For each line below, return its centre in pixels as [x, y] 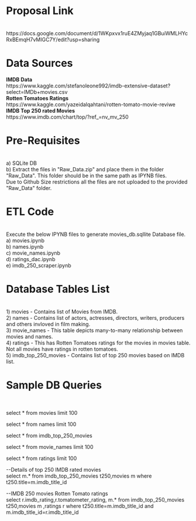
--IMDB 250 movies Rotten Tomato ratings [57, 493]
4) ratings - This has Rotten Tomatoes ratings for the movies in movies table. [98, 343]
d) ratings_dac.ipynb [31, 259]
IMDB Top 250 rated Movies [40, 110]
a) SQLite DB [21, 163]
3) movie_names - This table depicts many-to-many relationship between [94, 330]
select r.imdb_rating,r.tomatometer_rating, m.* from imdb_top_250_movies [95, 499]
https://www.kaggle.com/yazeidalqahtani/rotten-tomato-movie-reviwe [91, 104]
